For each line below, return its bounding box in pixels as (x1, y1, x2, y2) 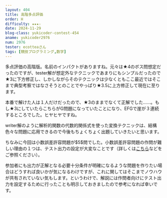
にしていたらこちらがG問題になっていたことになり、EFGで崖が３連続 (16, 105, 160, 111)
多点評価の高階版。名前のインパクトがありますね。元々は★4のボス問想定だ (5, 63, 161, 69)
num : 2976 (5, 40, 26, 45)
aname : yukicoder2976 (5, 35, 50, 40)
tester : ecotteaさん (5, 44, 46, 49)
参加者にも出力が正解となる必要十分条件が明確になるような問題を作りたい (5, 162, 158, 168)
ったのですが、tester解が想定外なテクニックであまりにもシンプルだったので (5, 69, 161, 75)
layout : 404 (5, 7, 30, 12)
